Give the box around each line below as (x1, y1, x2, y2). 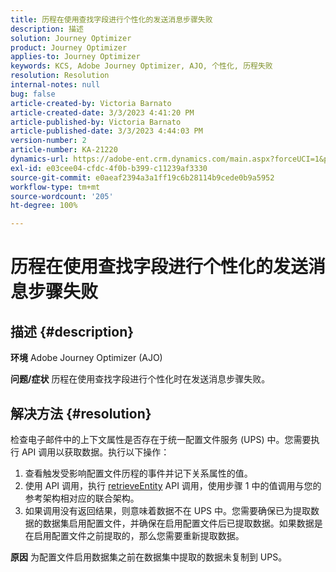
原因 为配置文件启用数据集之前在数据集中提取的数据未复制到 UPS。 (10, 551, 288, 563)
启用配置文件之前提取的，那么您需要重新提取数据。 (33, 529, 245, 541)
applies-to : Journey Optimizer (10, 52, 141, 62)
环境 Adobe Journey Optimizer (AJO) (10, 352, 163, 364)
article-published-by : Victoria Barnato (10, 117, 182, 127)
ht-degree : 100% (10, 201, 78, 211)
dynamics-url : (10, 154, 70, 164)
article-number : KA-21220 (10, 145, 118, 155)
